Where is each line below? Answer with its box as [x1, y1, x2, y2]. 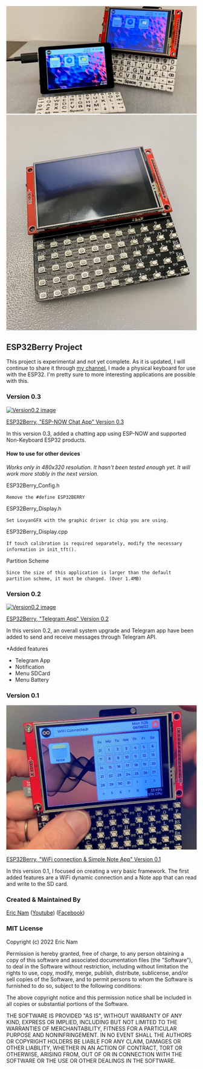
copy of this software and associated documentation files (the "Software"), [6, 956, 193, 964]
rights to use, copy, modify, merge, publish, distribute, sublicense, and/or [6, 969, 188, 976]
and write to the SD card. [6, 880, 68, 887]
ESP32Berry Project [6, 342, 83, 352]
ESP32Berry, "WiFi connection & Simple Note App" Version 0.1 [6, 855, 161, 863]
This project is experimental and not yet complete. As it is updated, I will [6, 358, 185, 365]
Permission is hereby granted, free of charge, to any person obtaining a [6, 950, 184, 957]
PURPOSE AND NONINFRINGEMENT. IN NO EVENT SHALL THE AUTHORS [6, 1031, 192, 1039]
